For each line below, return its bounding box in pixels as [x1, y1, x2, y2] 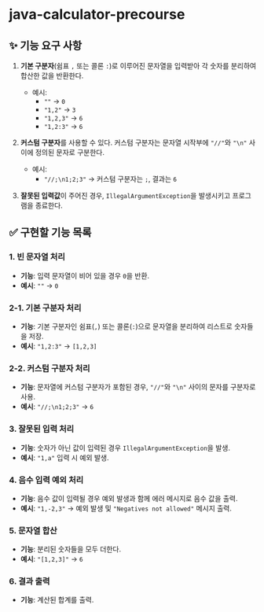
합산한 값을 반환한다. [20, 71, 84, 80]
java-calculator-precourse [9, 6, 185, 24]
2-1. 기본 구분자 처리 [9, 302, 82, 313]
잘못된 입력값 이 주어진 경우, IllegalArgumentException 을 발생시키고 [20, 191, 231, 200]
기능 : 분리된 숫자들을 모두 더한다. [20, 544, 121, 554]
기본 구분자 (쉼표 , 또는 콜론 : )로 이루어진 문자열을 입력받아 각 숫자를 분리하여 [20, 61, 257, 70]
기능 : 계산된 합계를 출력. [20, 595, 94, 605]
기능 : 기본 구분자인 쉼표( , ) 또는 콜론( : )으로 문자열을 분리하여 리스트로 [20, 321, 233, 331]
